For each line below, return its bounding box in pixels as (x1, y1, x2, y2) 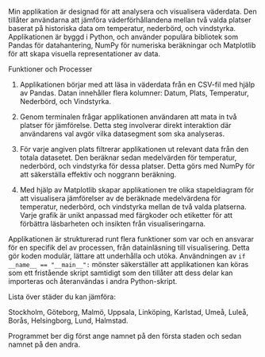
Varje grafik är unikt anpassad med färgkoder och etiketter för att (19, 211, 232, 219)
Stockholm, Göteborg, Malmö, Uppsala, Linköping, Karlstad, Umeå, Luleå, (8, 308, 248, 316)
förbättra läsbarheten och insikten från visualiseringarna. (19, 219, 206, 228)
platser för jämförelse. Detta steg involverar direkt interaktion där (19, 121, 232, 130)
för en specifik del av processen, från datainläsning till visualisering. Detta (8, 243, 250, 252)
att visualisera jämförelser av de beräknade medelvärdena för (19, 194, 221, 203)
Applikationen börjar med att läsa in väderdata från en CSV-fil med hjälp (19, 80, 255, 89)
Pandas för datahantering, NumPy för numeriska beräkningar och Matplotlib (8, 41, 256, 50)
